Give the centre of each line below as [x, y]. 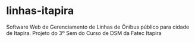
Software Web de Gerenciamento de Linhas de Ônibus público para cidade [98, 27]
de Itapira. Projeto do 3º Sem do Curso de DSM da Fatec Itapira [84, 33]
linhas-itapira [40, 11]
